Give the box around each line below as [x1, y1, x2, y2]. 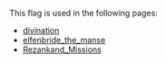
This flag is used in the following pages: [9, 8, 159, 18]
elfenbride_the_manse [22, 35, 106, 45]
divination [22, 25, 60, 35]
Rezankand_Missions [22, 44, 102, 55]
